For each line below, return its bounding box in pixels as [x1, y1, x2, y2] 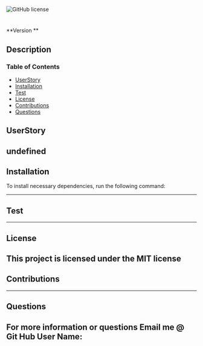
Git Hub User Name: [6, 332, 83, 342]
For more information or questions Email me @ [6, 322, 185, 332]
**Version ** [6, 27, 39, 34]
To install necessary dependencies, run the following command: [6, 183, 166, 190]
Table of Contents [6, 62, 60, 71]
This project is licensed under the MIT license [6, 254, 181, 264]
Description [6, 44, 51, 54]
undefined [6, 146, 47, 156]
